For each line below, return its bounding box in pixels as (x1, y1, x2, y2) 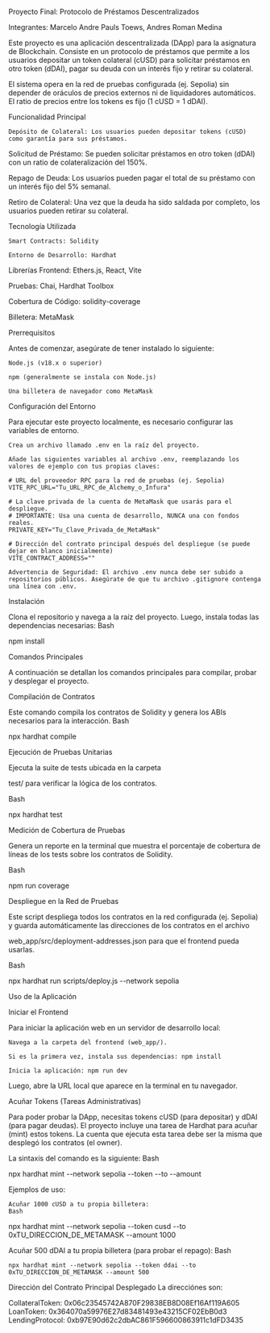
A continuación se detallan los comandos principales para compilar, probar (8, 668, 257, 677)
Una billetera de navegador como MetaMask (8, 387, 153, 395)
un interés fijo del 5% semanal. (8, 181, 111, 191)
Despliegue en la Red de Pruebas (8, 897, 119, 906)
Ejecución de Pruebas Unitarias (8, 748, 113, 756)
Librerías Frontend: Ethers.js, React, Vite (8, 265, 143, 275)
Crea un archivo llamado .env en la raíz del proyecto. (8, 441, 200, 449)
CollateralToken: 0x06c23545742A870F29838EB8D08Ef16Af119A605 (8, 1298, 240, 1307)
